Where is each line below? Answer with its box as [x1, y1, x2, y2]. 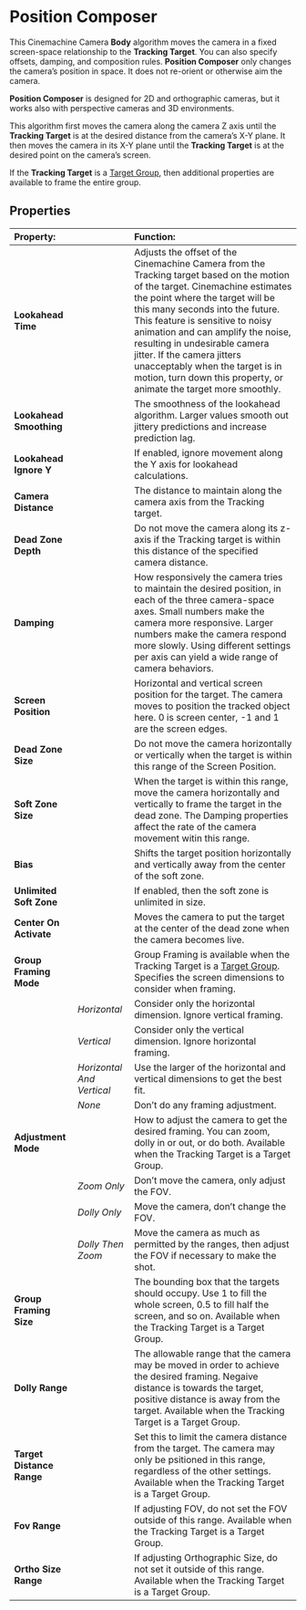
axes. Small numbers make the [133, 605, 265, 618]
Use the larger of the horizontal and [133, 1061, 286, 1074]
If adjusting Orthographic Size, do [133, 1551, 278, 1563]
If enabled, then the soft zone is [133, 884, 270, 897]
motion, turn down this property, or [133, 371, 284, 384]
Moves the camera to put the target [133, 910, 285, 923]
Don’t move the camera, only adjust [133, 1174, 286, 1187]
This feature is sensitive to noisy [133, 314, 272, 327]
